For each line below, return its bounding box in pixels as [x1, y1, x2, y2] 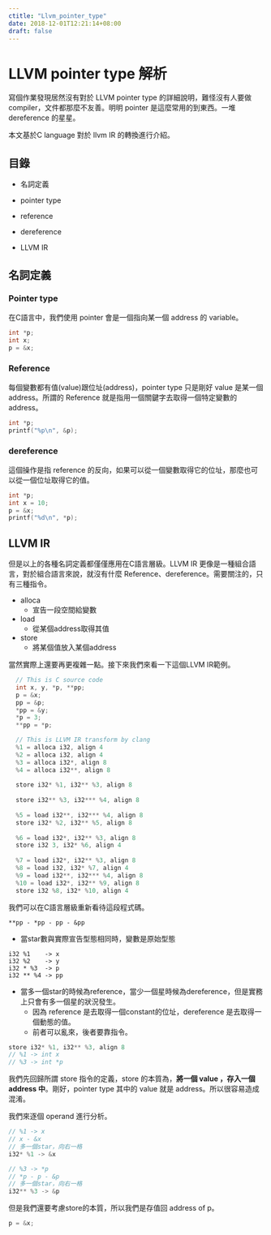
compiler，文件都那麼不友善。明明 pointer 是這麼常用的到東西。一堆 [8, 103, 236, 113]
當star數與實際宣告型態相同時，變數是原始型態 [19, 933, 176, 943]
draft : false [8, 27, 53, 35]
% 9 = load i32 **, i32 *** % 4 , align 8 [15, 871, 144, 880]
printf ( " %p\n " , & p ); [8, 427, 79, 435]
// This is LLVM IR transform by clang [15, 735, 151, 744]
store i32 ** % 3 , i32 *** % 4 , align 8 [15, 796, 140, 804]
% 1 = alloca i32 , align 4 [15, 744, 104, 752]
